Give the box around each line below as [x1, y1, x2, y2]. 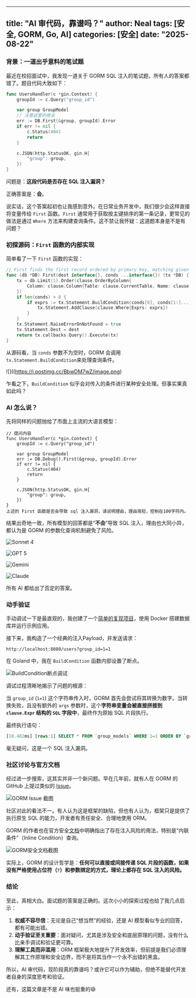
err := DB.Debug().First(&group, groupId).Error [16, 456, 137, 462]
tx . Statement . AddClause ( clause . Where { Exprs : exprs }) [37, 305, 168, 311]
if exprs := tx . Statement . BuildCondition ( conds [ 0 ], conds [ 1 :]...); [27, 300, 194, 305]
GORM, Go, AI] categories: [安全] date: [17, 30, 160, 40]
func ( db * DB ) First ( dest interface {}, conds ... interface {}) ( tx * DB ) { [6, 273, 190, 278]
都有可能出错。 [14, 924, 51, 931]
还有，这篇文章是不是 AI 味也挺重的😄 [6, 985, 96, 992]
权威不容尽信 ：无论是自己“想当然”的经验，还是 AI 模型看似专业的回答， [14, 917, 185, 924]
